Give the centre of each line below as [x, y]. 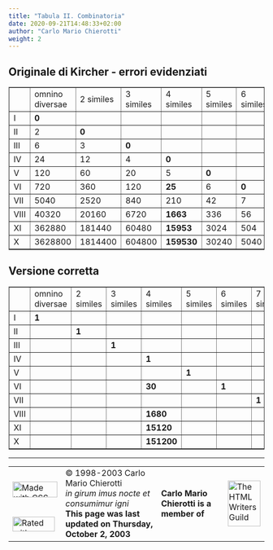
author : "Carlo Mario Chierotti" [65, 31]
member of [183, 513]
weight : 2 [25, 39]
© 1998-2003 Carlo [106, 473]
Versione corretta [54, 271]
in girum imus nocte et [108, 493]
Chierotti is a [186, 504]
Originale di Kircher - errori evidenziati [108, 71]
